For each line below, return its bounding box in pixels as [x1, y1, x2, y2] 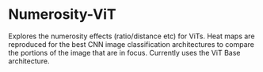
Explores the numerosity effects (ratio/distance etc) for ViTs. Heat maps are [8, 31, 255, 41]
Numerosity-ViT [8, 5, 116, 23]
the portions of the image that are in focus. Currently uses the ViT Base [8, 48, 241, 57]
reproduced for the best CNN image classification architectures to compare [8, 39, 255, 49]
